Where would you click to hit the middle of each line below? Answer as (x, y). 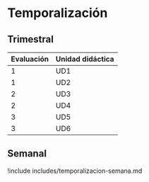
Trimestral (31, 39)
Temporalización (58, 13)
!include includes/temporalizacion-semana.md (75, 171)
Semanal (27, 154)
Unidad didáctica (85, 59)
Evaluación (30, 59)
